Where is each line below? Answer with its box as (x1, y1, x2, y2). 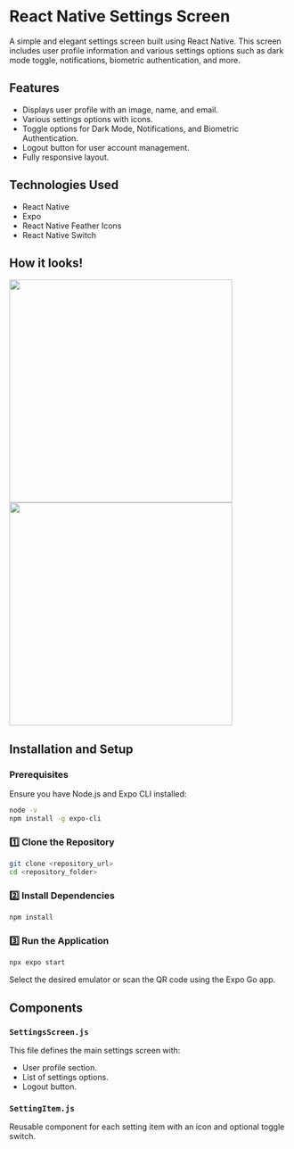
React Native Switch (21, 229, 96, 240)
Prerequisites (9, 768, 69, 781)
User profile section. (21, 1062, 98, 1072)
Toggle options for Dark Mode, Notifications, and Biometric (21, 123, 239, 134)
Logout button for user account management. (21, 142, 190, 153)
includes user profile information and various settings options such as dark (9, 45, 284, 55)
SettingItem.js (9, 1104, 76, 1113)
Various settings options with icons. (21, 113, 153, 124)
